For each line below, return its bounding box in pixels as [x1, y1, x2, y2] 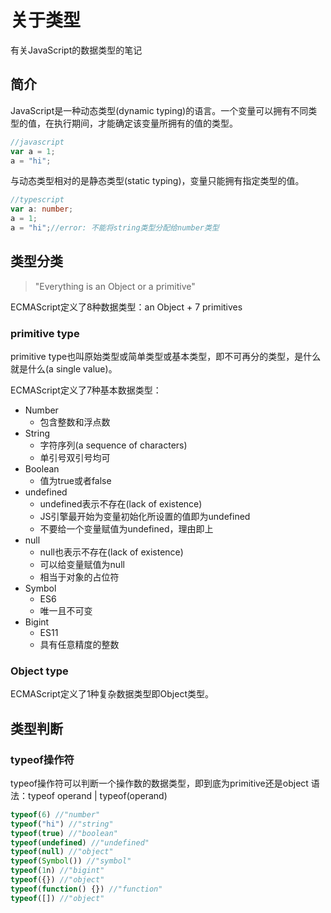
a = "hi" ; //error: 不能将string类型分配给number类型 [10, 223, 220, 233]
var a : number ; [10, 204, 74, 215]
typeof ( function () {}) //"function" [10, 884, 163, 894]
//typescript [10, 195, 65, 205]
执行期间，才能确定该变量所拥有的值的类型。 [53, 117, 238, 129]
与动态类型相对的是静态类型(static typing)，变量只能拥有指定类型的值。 [10, 175, 305, 187]
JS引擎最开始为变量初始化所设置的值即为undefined [39, 510, 251, 522]
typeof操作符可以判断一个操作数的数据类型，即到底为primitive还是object [10, 777, 309, 789]
